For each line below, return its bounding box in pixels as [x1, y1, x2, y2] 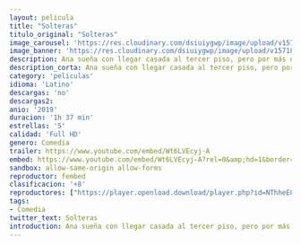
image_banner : [9, 47, 63, 56]
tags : [9, 197, 30, 206]
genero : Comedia [9, 138, 70, 147]
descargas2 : [9, 96, 54, 106]
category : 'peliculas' [9, 72, 94, 81]
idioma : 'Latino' [9, 80, 74, 89]
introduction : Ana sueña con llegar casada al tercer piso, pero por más [9, 222, 291, 231]
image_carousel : [9, 38, 70, 48]
